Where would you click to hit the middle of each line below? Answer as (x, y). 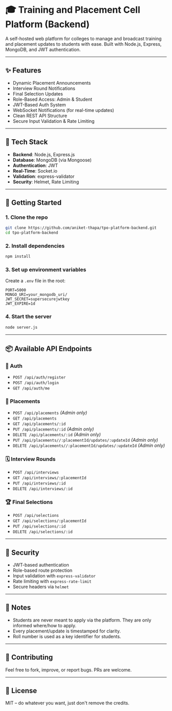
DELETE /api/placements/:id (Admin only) (57, 434)
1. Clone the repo (27, 217)
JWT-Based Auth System (39, 105)
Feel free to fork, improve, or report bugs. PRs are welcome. (69, 670)
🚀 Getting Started (34, 203)
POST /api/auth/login (36, 383)
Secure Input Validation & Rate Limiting (53, 121)
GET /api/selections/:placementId (49, 521)
